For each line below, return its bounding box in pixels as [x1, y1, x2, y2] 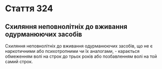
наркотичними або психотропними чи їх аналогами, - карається [5, 48, 140, 54]
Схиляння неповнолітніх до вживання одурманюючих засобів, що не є [5, 43, 153, 49]
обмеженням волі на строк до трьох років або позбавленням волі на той [5, 53, 157, 59]
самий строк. [5, 59, 33, 64]
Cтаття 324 [5, 3, 54, 14]
